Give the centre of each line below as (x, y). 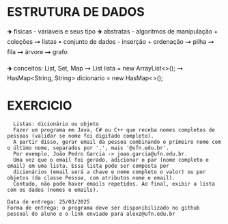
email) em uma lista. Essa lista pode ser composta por (88, 166)
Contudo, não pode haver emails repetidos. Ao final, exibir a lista (114, 184)
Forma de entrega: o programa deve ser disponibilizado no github (103, 208)
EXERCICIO (40, 106)
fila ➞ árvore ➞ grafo (38, 51)
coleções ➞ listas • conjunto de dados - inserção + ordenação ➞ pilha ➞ (111, 41)
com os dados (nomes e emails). (53, 190)
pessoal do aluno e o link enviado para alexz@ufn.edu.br (91, 214)
